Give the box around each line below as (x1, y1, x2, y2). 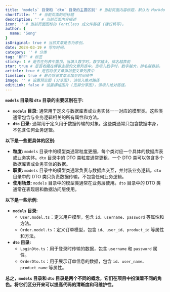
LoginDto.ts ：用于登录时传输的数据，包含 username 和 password (20, 246, 152, 252)
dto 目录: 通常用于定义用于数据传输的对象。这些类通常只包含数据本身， (12, 120, 161, 126)
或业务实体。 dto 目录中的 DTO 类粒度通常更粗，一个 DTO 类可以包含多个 (12, 155, 164, 161)
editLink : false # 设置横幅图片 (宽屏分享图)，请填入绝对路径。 (5, 82, 129, 87)
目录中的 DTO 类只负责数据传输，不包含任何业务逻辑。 (12, 173, 126, 179)
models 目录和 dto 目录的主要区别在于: (5, 97, 84, 103)
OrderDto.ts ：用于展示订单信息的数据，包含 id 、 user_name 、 (20, 258, 147, 264)
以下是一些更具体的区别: (5, 137, 56, 143)
